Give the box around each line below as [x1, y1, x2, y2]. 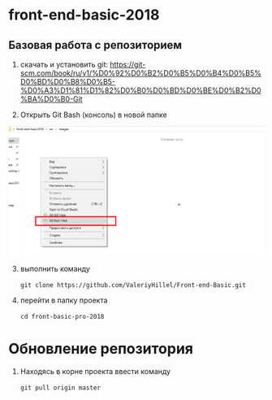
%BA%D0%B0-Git [19, 94, 83, 103]
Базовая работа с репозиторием [8, 38, 183, 52]
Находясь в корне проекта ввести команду [19, 367, 171, 376]
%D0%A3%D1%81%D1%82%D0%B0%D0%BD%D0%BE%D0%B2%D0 [19, 85, 261, 95]
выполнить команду [19, 264, 91, 274]
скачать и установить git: [19, 59, 108, 69]
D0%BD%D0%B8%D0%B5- [19, 77, 116, 86]
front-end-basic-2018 [8, 6, 160, 24]
